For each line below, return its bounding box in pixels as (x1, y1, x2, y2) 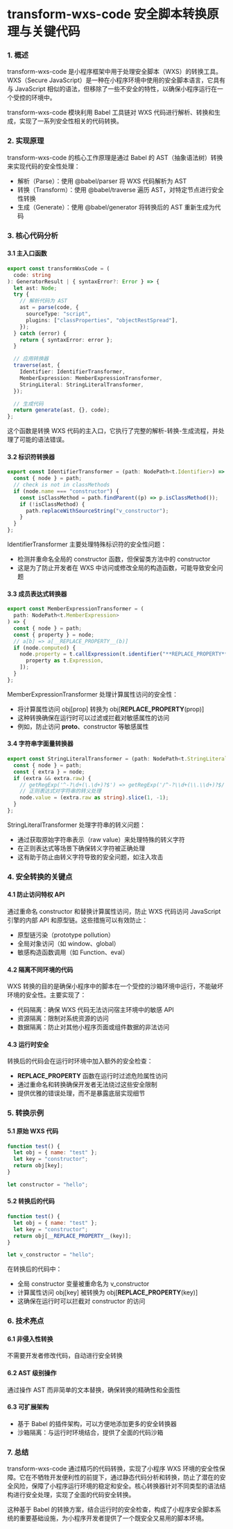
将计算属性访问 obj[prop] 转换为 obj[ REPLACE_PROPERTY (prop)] (17, 704, 205, 713)
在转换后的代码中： (7, 1265, 62, 1274)
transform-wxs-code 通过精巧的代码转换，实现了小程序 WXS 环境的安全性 (7, 1464, 220, 1473)
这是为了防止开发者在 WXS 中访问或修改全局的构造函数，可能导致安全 (17, 564, 217, 572)
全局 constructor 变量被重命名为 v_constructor (17, 1280, 150, 1288)
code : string (13, 271, 51, 278)
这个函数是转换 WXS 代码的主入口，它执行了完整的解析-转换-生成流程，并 (7, 427, 218, 435)
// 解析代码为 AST (19, 297, 68, 305)
